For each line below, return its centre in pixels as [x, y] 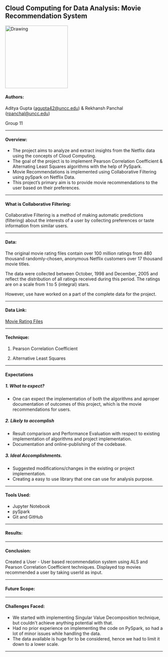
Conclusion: [18, 551]
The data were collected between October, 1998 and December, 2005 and [82, 273]
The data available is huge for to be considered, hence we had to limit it [86, 638]
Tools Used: [18, 495]
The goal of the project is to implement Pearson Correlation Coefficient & [87, 161]
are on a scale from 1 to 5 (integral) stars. [47, 284]
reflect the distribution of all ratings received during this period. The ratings [83, 279]
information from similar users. [37, 226]
